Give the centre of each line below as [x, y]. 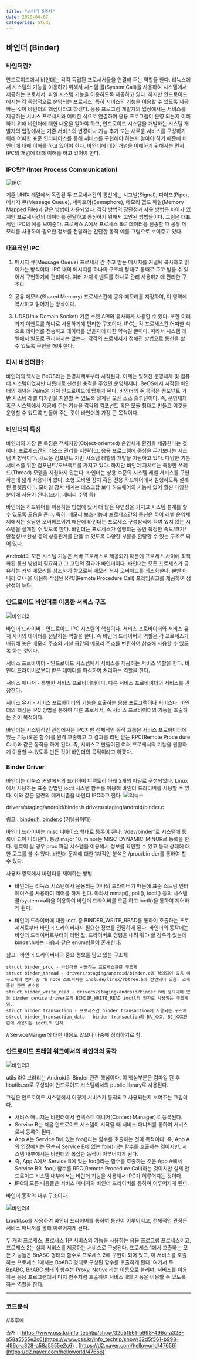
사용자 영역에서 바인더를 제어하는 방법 [49, 873]
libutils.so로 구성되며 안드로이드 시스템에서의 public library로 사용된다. [87, 1085]
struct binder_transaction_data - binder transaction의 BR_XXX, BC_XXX [95, 1017]
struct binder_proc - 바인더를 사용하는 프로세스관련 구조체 [72, 967]
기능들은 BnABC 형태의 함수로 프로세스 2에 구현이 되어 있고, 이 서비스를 [94, 1255]
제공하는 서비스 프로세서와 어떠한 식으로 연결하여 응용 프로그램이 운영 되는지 [93, 116]
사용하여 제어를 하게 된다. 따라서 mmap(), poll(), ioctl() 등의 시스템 [111, 893]
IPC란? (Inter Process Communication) [62, 169]
